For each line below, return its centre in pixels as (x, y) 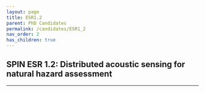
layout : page (23, 12)
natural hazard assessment (59, 74)
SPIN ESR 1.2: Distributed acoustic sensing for (96, 64)
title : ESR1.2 (24, 18)
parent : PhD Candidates (37, 23)
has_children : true (31, 40)
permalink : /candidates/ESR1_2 (46, 29)
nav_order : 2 (23, 34)
